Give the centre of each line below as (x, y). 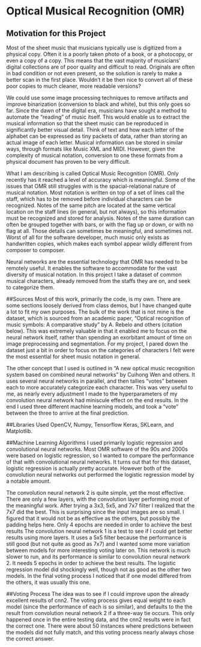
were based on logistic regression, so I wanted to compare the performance (100, 455)
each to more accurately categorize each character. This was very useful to (100, 387)
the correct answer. (30, 639)
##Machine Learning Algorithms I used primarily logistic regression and (94, 443)
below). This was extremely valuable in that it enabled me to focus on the (97, 331)
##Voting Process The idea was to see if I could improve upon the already (97, 594)
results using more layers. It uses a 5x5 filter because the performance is (97, 537)
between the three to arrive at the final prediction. (67, 413)
